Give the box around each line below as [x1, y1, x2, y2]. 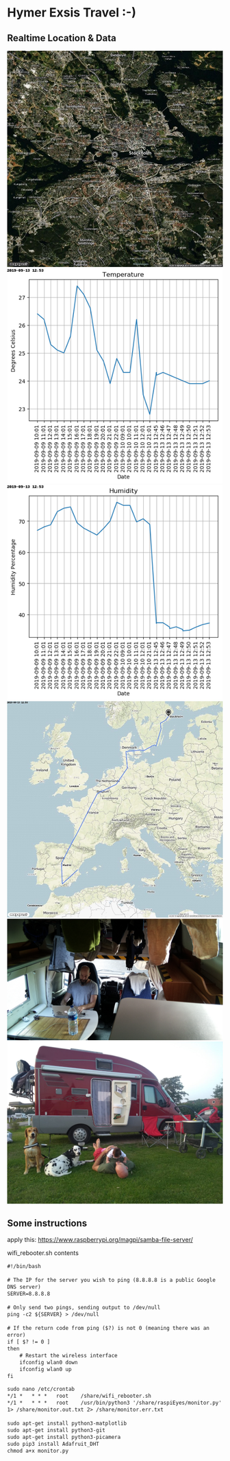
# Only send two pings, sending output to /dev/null [7, 1304, 161, 1311]
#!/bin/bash [7, 1263, 41, 1269]
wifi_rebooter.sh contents [7, 1248, 79, 1257]
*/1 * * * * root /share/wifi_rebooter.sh [7, 1392, 152, 1399]
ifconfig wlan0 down [19, 1359, 78, 1366]
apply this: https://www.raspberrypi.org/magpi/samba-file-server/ [7, 1235, 193, 1243]
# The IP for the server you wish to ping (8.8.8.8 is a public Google [7, 1276, 216, 1283]
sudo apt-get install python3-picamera [7, 1434, 121, 1440]
